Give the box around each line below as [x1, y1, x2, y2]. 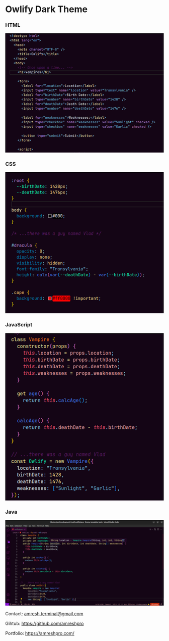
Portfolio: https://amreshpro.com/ [5, 630, 74, 636]
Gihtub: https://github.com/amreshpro [5, 620, 84, 627]
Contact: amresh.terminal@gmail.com [5, 611, 83, 617]
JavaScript [5, 321, 33, 328]
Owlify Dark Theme [5, 4, 88, 15]
